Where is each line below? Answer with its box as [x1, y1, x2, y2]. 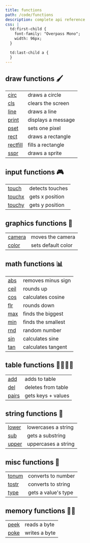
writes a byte [24, 529, 56, 536]
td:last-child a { [10, 50, 49, 55]
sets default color [31, 242, 73, 249]
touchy [8, 202, 24, 209]
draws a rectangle [27, 133, 71, 140]
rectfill [8, 141, 23, 148]
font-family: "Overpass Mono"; [14, 31, 81, 36]
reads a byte [24, 521, 55, 528]
